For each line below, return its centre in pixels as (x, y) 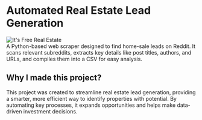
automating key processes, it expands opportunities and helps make (91, 105)
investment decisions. (50, 111)
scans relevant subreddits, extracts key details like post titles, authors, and (99, 52)
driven (14, 111)
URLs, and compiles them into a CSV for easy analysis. (74, 59)
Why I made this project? (54, 78)
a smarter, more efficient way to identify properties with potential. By (91, 98)
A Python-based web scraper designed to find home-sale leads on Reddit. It (101, 46)
